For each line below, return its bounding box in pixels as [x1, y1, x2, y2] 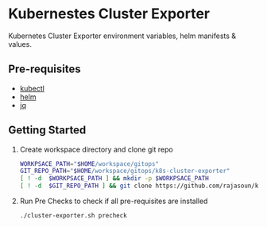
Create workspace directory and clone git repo [19, 144, 173, 154]
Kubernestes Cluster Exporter [8, 5, 211, 23]
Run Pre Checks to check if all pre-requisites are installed [19, 196, 208, 206]
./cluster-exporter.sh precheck [19, 212, 127, 220]
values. [8, 39, 32, 48]
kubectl [19, 83, 45, 93]
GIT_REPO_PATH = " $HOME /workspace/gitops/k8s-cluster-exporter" [19, 167, 230, 175]
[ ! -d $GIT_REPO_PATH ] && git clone [19, 182, 153, 190]
